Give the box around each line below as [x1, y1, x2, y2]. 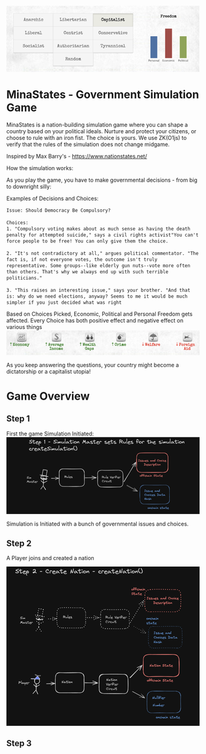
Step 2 [6, 538, 32, 548]
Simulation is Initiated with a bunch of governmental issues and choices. [6, 520, 189, 527]
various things [6, 324, 42, 331]
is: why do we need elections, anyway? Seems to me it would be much [6, 293, 188, 300]
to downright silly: [6, 183, 51, 190]
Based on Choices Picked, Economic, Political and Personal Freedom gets [6, 310, 193, 318]
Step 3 [6, 738, 32, 748]
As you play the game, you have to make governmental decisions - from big [6, 176, 198, 184]
